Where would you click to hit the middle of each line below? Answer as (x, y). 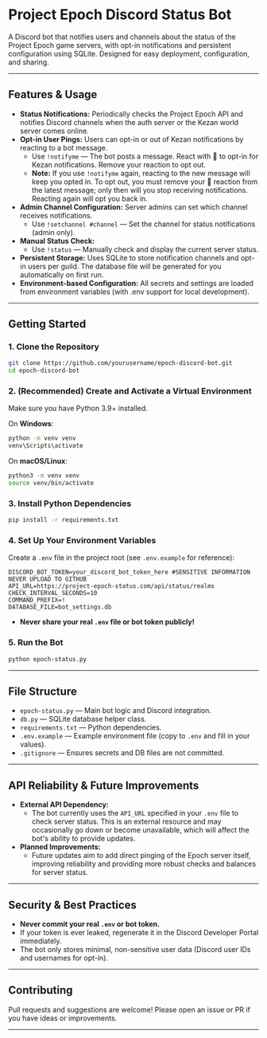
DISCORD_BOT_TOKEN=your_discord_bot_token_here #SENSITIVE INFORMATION (129, 572)
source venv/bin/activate (51, 484)
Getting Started (47, 324)
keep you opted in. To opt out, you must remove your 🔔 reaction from (145, 182)
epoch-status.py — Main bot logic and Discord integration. (116, 711)
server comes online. (54, 131)
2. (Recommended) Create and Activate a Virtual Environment (130, 391)
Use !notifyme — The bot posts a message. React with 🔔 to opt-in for (145, 156)
